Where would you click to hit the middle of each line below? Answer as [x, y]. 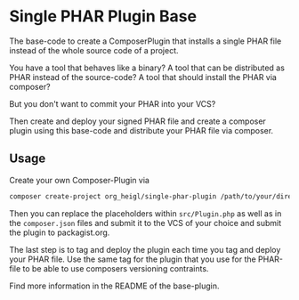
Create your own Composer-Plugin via [79, 180]
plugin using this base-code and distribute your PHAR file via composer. [141, 130]
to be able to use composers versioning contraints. [116, 268]
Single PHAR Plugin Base [103, 16]
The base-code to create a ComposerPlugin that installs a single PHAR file [145, 41]
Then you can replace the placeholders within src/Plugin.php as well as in [145, 213]
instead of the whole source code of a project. [94, 50]
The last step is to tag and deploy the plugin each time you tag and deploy [145, 249]
